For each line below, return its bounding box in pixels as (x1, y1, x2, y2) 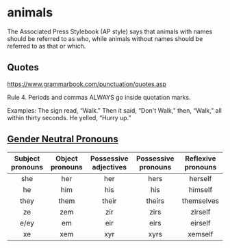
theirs (146, 196, 165, 206)
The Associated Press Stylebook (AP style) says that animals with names (7, 27, 213, 36)
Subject (14, 154, 40, 163)
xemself (188, 229, 214, 238)
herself (189, 174, 212, 183)
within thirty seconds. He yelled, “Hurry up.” (7, 113, 131, 122)
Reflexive (184, 154, 216, 163)
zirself (190, 207, 211, 217)
